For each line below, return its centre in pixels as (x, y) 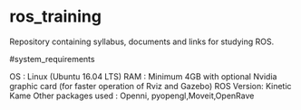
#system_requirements (52, 59)
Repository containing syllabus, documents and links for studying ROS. (142, 41)
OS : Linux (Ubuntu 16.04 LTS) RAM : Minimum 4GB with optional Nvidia (143, 76)
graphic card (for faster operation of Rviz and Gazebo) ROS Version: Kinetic (150, 86)
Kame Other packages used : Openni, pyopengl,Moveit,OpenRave (132, 96)
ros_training (56, 17)
